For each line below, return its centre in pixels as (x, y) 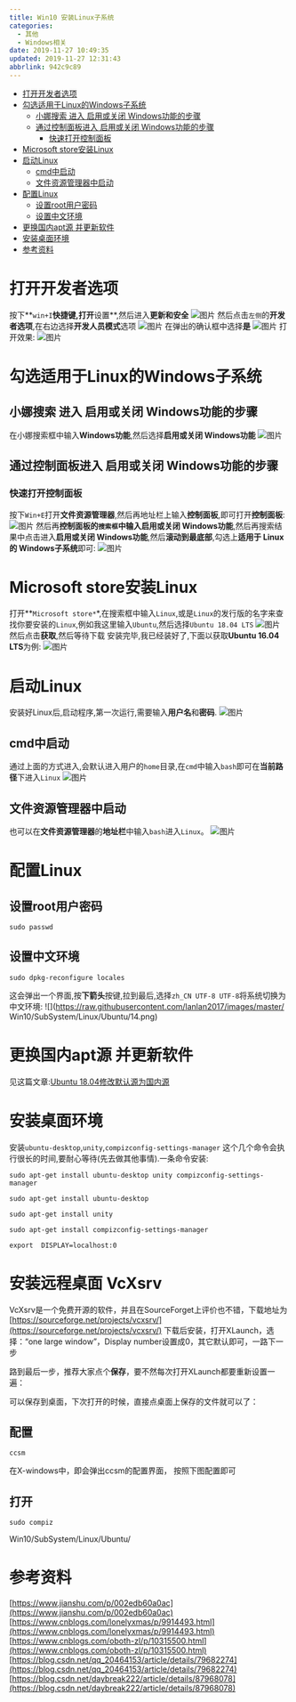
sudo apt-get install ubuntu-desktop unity (91, 1175)
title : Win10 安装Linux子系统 (62, 17)
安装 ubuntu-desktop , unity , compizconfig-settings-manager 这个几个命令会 (143, 1147)
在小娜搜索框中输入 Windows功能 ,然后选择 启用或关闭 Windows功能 (132, 435)
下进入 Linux (39, 778)
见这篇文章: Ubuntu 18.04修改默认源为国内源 (89, 1082)
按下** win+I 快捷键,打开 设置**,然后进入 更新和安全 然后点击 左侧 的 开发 (148, 315)
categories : (31, 26)
